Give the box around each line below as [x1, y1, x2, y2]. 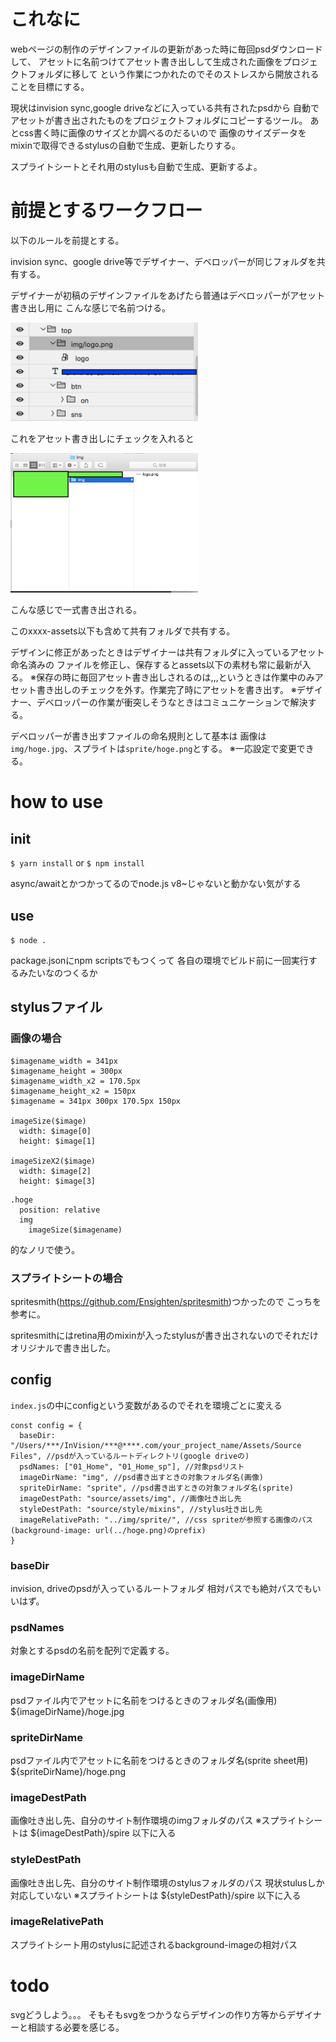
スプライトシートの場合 [10, 1271, 123, 1285]
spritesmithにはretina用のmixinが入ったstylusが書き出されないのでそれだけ [10, 1329, 319, 1341]
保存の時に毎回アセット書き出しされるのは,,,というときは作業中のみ [35, 671, 315, 684]
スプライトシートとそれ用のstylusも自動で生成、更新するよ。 [10, 160, 263, 172]
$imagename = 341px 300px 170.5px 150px [10, 1096, 182, 1106]
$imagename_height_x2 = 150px [10, 1086, 137, 1096]
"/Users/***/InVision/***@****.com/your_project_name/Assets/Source [10, 1440, 302, 1450]
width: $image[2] [19, 1166, 92, 1176]
